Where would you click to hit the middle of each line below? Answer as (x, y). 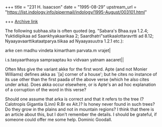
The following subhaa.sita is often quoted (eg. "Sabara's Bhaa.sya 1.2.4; (77, 31)
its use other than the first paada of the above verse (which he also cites (77, 79)
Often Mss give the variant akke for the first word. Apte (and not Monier (76, 69)
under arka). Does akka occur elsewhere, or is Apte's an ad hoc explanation (81, 85)
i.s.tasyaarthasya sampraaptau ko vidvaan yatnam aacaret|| (65, 60)
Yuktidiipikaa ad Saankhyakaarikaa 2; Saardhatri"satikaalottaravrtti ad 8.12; (79, 36)
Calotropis (15, 104)
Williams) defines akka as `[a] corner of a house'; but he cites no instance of (81, 74)
